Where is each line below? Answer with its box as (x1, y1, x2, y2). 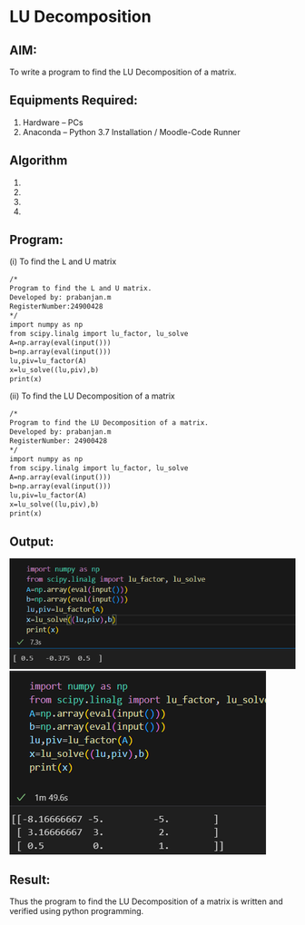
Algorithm (9, 153, 68, 169)
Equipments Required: (9, 93, 138, 108)
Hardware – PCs (22, 116, 84, 128)
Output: (9, 534, 54, 549)
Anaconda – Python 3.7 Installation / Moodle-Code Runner (22, 126, 241, 137)
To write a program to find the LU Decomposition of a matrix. (9, 66, 237, 77)
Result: (9, 871, 51, 887)
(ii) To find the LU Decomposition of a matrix (9, 390, 175, 401)
